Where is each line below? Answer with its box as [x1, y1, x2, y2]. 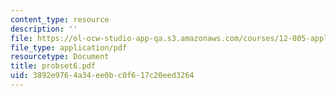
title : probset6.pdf [10, 61, 97, 71]
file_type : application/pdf [10, 42, 128, 53]
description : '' [10, 24, 78, 34]
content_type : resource [10, 14, 110, 25]
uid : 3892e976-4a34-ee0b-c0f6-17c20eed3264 [10, 71, 195, 81]
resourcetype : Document [10, 52, 110, 62]
